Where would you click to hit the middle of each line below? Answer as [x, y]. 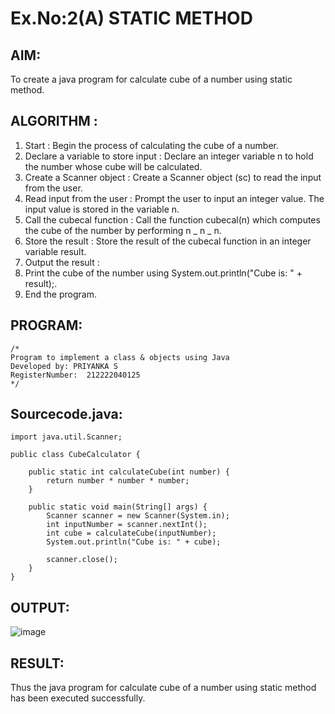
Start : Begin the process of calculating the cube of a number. [152, 145]
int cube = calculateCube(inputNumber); [131, 533]
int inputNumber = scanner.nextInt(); [127, 525]
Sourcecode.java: [66, 414]
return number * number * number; [118, 481]
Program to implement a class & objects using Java [120, 357]
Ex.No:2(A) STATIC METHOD [131, 18]
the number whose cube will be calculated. [113, 166]
